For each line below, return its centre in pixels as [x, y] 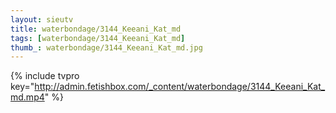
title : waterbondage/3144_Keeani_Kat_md [96, 29]
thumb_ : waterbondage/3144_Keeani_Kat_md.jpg [106, 47]
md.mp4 [27, 97]
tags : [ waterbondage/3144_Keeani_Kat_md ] [98, 38]
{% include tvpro [45, 76]
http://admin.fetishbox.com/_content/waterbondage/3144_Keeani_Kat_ [180, 87]
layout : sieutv [42, 19]
